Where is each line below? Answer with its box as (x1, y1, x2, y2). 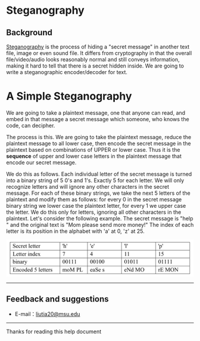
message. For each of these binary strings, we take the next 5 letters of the (6, 189, 190, 196)
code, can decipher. (6, 122, 55, 129)
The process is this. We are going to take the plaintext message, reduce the (6, 133, 192, 140)
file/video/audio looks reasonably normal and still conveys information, (6, 56, 180, 63)
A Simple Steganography (6, 90, 132, 103)
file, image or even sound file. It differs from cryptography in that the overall (6, 50, 192, 57)
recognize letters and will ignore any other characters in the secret (6, 183, 170, 190)
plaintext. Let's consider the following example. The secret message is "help (6, 214, 193, 222)
